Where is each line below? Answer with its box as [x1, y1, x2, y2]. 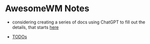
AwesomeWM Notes [5, 3, 89, 14]
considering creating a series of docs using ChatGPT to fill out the [12, 19, 146, 25]
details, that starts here [12, 24, 59, 30]
